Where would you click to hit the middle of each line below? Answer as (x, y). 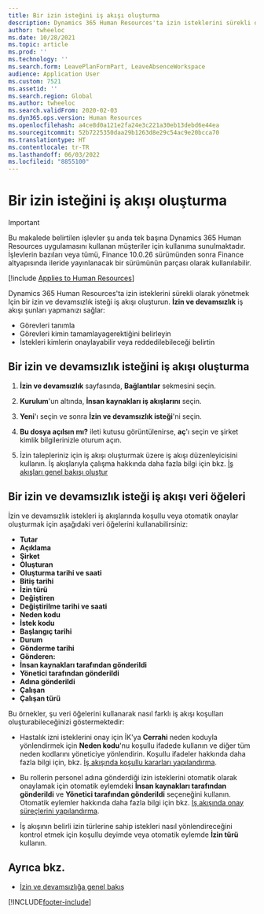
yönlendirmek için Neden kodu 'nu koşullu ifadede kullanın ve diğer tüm (135, 746)
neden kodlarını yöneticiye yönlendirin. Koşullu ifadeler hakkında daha (132, 753)
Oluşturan (36, 564)
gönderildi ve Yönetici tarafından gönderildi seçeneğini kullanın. (125, 794)
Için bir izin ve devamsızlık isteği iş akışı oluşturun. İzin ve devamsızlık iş (126, 302)
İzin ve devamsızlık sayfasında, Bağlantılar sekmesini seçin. (117, 386)
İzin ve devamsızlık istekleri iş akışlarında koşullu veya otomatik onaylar (123, 516)
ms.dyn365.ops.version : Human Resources (75, 118)
